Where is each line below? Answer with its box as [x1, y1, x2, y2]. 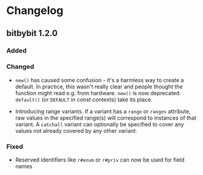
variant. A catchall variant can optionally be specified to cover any [15, 120, 185, 128]
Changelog [6, 4, 64, 18]
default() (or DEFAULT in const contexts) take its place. [15, 96, 153, 103]
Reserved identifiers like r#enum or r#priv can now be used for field [15, 156, 185, 163]
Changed [6, 62, 35, 71]
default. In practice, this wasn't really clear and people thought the [15, 83, 183, 90]
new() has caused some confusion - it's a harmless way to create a [15, 76, 185, 84]
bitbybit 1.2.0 [6, 28, 58, 38]
